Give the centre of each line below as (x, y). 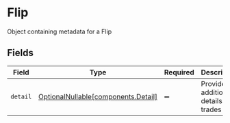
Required (179, 72)
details (212, 100)
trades (211, 109)
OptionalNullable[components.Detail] (98, 96)
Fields (21, 53)
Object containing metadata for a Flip (59, 31)
